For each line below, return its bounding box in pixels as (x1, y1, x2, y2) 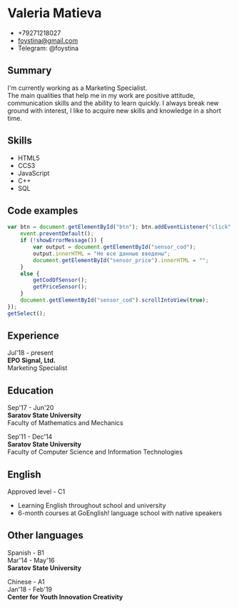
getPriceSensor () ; (33, 284, 88, 291)
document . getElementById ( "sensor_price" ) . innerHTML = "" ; (33, 256, 209, 264)
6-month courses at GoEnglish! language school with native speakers (17, 509, 223, 517)
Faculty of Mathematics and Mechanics (7, 419, 123, 427)
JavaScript (17, 169, 50, 177)
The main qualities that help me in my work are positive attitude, (7, 91, 195, 99)
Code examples (7, 204, 78, 216)
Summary (7, 64, 52, 76)
